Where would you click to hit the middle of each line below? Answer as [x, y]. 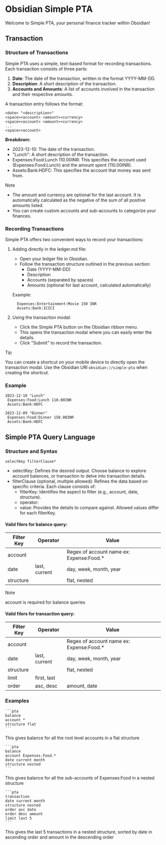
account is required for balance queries [45, 602]
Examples [17, 701]
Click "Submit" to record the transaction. [61, 343]
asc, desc [46, 686]
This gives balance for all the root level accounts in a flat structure [72, 738]
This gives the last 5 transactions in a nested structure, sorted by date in [79, 832]
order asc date [21, 810]
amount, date [82, 686]
